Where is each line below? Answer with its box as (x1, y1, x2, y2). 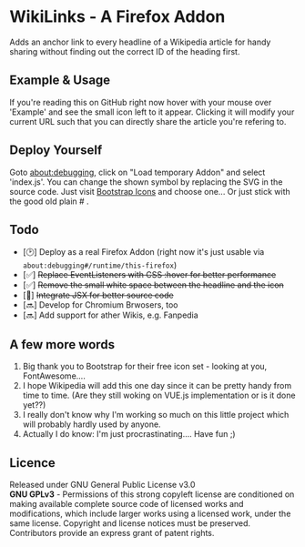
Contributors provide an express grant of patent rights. (9, 528, 215, 538)
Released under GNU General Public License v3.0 (9, 480, 196, 490)
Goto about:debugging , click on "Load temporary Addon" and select (9, 167, 266, 177)
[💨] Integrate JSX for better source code (22, 289, 175, 301)
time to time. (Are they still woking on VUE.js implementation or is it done (22, 390, 296, 401)
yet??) (22, 400, 46, 410)
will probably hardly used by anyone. (22, 419, 161, 430)
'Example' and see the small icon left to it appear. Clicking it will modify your (9, 106, 295, 117)
